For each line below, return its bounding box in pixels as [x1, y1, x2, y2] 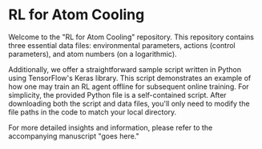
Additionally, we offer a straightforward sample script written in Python [8, 64, 242, 74]
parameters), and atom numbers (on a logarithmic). [8, 49, 178, 58]
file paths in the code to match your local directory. [8, 107, 177, 117]
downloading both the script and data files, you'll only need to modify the [8, 99, 250, 108]
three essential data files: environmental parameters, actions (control [8, 40, 236, 50]
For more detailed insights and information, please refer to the [8, 123, 213, 132]
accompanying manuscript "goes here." [8, 131, 139, 141]
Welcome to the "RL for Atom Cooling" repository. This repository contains [8, 32, 255, 42]
